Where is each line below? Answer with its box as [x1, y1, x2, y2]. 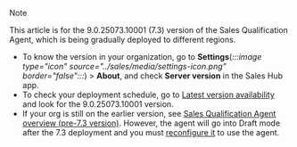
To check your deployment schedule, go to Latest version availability [21, 89, 275, 100]
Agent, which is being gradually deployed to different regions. [9, 35, 236, 45]
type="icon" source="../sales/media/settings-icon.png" [21, 61, 227, 71]
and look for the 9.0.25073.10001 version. [21, 99, 174, 110]
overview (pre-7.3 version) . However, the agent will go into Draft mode [21, 118, 281, 128]
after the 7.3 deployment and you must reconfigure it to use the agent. [21, 127, 280, 137]
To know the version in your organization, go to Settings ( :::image [21, 52, 262, 61]
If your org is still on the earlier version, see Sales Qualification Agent [21, 109, 276, 118]
